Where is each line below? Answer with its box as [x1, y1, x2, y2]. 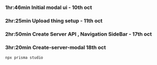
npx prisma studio [5, 55, 43, 61]
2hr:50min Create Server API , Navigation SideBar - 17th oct [5, 30, 152, 37]
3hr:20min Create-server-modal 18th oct [5, 44, 106, 51]
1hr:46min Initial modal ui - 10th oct [5, 4, 92, 11]
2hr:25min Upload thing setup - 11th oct [5, 17, 103, 24]
